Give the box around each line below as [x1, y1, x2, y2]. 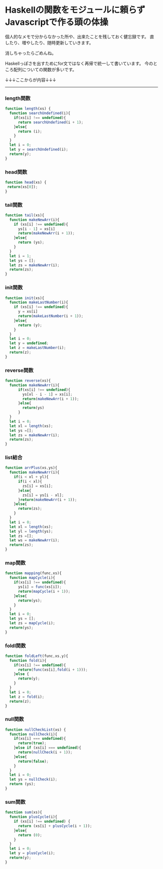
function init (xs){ [5, 295, 45, 300]
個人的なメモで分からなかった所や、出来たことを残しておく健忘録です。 [5, 34, 149, 39]
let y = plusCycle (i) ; [9, 851, 55, 856]
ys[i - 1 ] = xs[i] [17, 226, 55, 232]
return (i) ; [17, 129, 42, 134]
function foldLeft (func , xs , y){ [5, 654, 68, 658]
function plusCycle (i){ [9, 814, 57, 819]
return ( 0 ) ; [17, 832, 42, 837]
